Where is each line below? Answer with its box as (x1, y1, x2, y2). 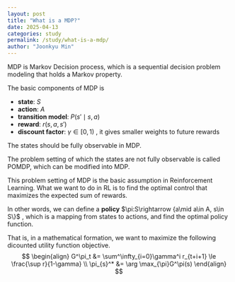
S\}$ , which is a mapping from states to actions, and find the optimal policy (7, 213, 229, 221)
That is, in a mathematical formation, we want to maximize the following (7, 234, 217, 242)
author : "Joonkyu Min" (7, 43, 74, 50)
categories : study (7, 30, 62, 37)
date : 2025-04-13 (7, 23, 59, 30)
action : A (17, 105, 45, 113)
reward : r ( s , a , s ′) (17, 120, 67, 128)
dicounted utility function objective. (7, 241, 111, 249)
